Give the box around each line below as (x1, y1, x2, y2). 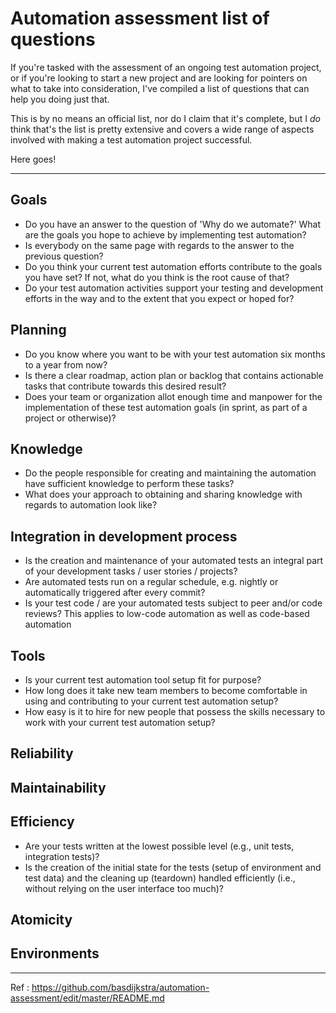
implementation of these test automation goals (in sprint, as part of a (24, 401, 308, 413)
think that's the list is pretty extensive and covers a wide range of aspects (10, 123, 315, 135)
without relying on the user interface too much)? (24, 882, 224, 894)
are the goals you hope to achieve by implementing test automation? (24, 228, 307, 241)
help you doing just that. (10, 93, 110, 105)
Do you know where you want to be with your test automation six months (24, 348, 326, 360)
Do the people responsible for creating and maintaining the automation (24, 467, 317, 479)
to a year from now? (24, 358, 108, 371)
